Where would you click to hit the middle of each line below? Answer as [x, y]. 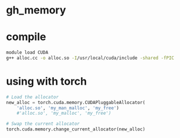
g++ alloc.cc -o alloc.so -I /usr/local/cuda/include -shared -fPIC [90, 58]
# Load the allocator [33, 97]
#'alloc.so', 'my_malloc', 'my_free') [64, 113]
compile [26, 37]
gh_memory [36, 10]
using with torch [47, 82]
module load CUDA [27, 53]
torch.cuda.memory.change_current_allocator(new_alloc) [76, 129]
